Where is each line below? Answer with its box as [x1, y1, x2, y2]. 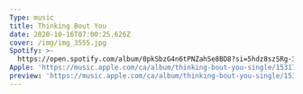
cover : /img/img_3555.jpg [9, 38, 106, 47]
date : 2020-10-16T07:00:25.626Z [9, 30, 131, 38]
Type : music [9, 13, 54, 22]
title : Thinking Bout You [9, 21, 106, 30]
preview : [9, 72, 42, 81]
